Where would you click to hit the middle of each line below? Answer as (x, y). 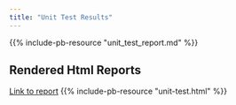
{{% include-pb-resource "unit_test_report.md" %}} (104, 42)
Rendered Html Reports (75, 70)
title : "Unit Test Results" (61, 17)
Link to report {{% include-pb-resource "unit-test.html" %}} (118, 91)
